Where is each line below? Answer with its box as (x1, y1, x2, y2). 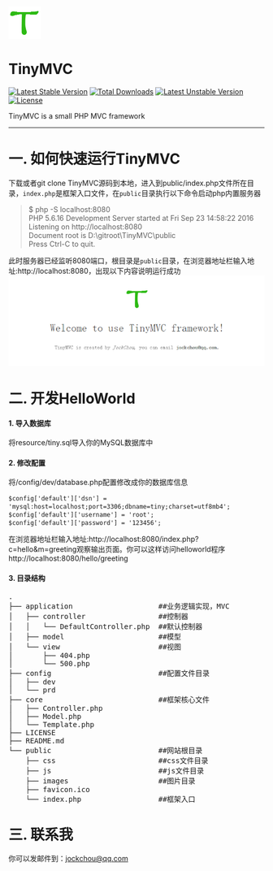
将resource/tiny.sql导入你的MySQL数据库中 (8, 438, 154, 448)
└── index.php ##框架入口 (25, 795, 196, 804)
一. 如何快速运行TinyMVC (8, 149, 180, 168)
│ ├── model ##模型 (8, 632, 181, 641)
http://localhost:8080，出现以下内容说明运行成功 (17, 266, 181, 275)
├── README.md (8, 736, 65, 745)
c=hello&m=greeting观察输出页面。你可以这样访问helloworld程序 (8, 544, 226, 554)
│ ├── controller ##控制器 (8, 612, 188, 621)
